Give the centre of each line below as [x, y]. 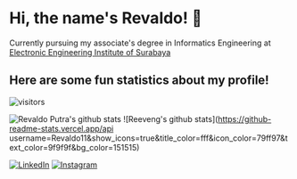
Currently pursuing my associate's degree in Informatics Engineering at [140, 43]
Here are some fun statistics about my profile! [139, 81]
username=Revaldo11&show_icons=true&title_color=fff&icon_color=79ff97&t [148, 138]
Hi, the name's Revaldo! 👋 [106, 18]
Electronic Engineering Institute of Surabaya [90, 52]
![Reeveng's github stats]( [171, 118]
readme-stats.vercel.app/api [62, 128]
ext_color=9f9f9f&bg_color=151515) [74, 147]
